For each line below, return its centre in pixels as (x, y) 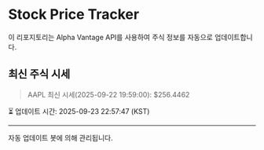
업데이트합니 (234, 37)
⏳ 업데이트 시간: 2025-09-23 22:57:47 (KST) (79, 111)
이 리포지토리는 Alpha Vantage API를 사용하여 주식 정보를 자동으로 (111, 37)
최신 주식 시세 (39, 74)
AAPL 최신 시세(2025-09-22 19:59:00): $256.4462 (108, 94)
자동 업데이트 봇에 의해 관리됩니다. (60, 137)
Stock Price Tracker (74, 15)
